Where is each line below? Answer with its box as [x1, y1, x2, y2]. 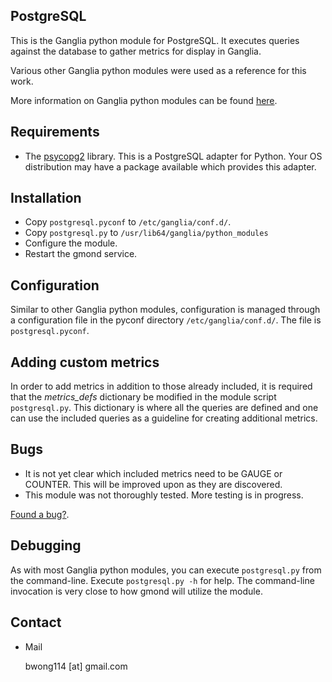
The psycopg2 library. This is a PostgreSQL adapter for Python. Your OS [24, 150, 323, 162]
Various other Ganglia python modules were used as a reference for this [10, 64, 307, 76]
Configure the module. [24, 237, 118, 249]
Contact [10, 614, 62, 631]
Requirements [10, 124, 100, 141]
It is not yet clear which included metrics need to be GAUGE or [24, 467, 283, 479]
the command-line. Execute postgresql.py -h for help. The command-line [10, 574, 315, 586]
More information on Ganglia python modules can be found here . [10, 94, 278, 106]
